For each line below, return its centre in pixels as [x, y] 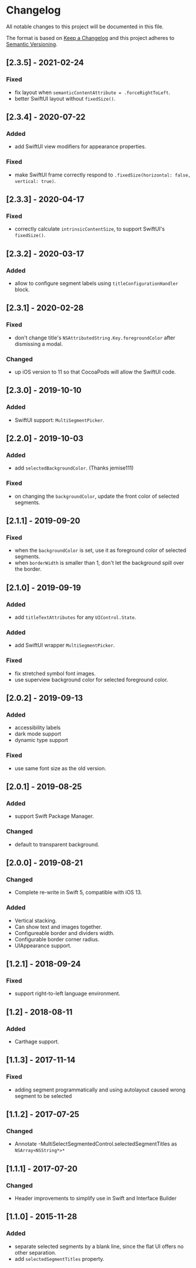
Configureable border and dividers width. [65, 933]
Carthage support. [37, 1041]
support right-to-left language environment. [67, 994]
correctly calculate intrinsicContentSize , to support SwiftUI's [90, 229]
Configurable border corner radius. [57, 939]
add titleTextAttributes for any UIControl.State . [75, 617]
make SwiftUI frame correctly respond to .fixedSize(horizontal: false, [102, 175]
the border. [28, 569]
